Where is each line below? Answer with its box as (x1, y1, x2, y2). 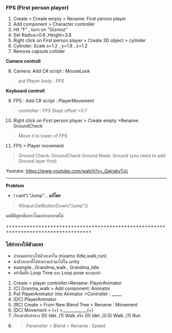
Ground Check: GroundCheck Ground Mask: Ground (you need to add (18, 153, 165, 159)
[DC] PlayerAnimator (13, 296, 57, 302)
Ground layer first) (18, 158, 57, 164)
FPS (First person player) (6, 4, 69, 11)
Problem (6, 183, 24, 189)
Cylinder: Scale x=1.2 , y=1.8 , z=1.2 (13, 43, 88, 49)
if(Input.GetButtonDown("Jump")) (18, 203, 88, 209)
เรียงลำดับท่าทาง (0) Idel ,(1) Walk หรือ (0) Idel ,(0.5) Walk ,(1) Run (13, 312, 141, 318)
